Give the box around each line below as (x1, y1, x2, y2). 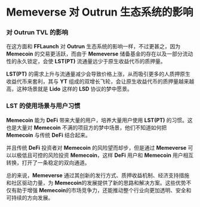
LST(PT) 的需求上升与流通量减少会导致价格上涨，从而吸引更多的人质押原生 (6, 70, 191, 78)
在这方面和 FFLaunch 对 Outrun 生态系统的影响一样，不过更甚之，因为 (6, 43, 181, 50)
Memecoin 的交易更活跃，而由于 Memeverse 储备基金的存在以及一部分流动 (6, 50, 193, 57)
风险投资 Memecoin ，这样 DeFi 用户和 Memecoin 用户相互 (47, 152, 194, 159)
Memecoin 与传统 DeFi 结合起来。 (6, 131, 91, 138)
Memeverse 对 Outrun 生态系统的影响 (6, 5, 193, 19)
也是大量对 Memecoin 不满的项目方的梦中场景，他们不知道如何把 (6, 123, 167, 131)
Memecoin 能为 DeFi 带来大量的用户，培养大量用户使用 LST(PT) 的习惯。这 (6, 116, 193, 123)
